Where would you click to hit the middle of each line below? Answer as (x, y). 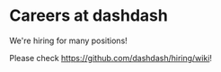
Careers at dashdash (88, 16)
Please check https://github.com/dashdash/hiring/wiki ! (111, 58)
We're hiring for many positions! (68, 40)
